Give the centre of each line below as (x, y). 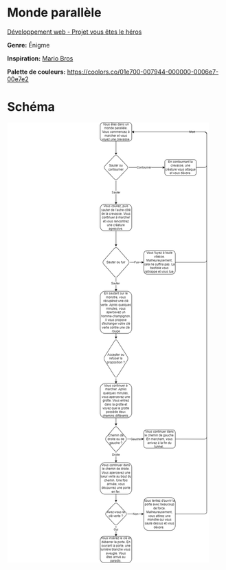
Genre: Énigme (29, 45)
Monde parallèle (54, 13)
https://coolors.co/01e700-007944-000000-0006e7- (143, 72)
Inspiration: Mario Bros (40, 58)
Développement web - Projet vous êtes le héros (75, 32)
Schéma (31, 107)
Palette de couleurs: (36, 72)
